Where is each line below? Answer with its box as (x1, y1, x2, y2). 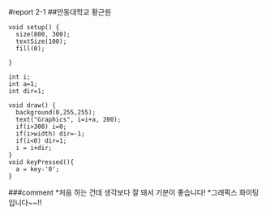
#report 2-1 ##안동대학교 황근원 (8, 7, 112, 16)
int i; (8, 73, 31, 81)
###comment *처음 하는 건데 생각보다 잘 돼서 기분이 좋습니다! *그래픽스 (8, 187, 238, 197)
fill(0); (15, 45, 45, 53)
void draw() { (8, 101, 57, 110)
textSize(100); (15, 37, 67, 45)
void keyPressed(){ (8, 158, 75, 166)
